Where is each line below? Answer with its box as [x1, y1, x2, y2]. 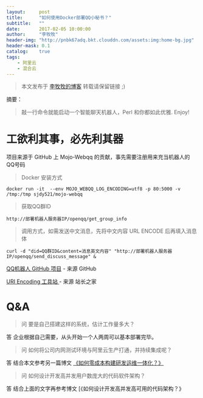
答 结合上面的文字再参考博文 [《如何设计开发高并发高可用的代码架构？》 [6, 385, 184, 393]
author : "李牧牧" [6, 32, 58, 38]
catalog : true [6, 49, 50, 55]
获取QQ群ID [21, 203, 52, 210]
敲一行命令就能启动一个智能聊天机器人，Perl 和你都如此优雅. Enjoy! [21, 109, 190, 116]
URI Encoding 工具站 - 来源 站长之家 [6, 278, 97, 286]
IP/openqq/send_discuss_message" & [6, 253, 97, 260]
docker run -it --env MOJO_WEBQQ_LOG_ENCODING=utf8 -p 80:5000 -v [6, 186, 181, 192]
